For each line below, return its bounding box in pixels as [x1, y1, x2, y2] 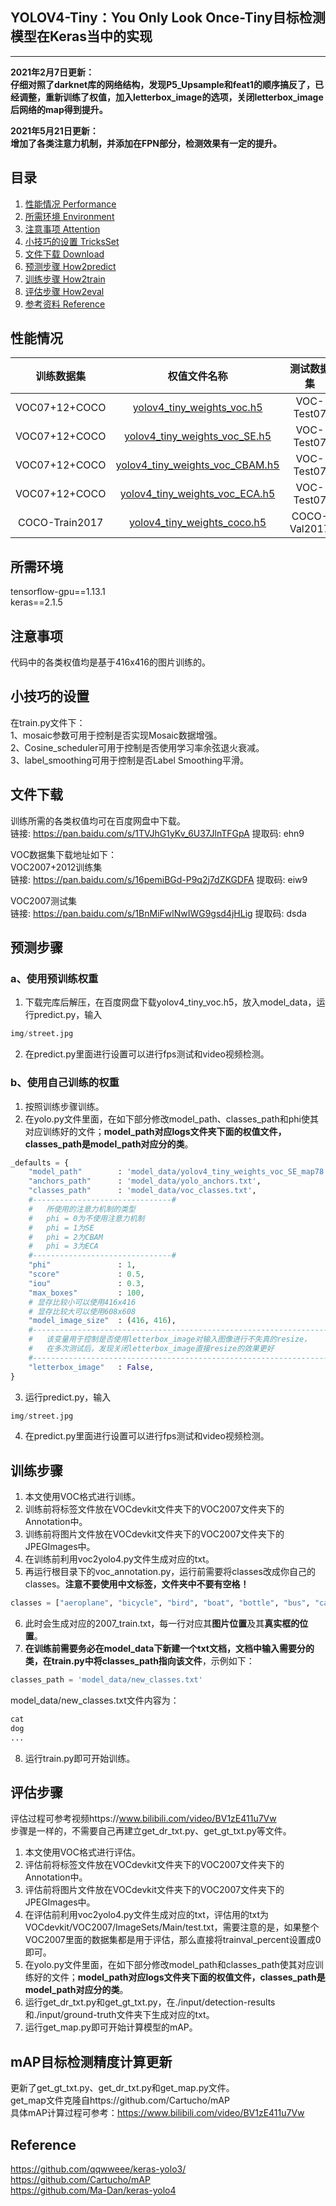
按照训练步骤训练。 [24, 1100, 105, 1112]
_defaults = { [10, 1158, 70, 1168]
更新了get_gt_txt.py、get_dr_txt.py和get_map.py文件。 [10, 2082, 235, 2094]
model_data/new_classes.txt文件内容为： [10, 1694, 180, 1706]
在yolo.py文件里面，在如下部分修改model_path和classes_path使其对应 [24, 1959, 315, 1971]
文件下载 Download [24, 248, 105, 260]
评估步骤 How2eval [24, 285, 105, 297]
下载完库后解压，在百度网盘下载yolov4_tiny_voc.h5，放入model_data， [24, 996, 317, 1008]
